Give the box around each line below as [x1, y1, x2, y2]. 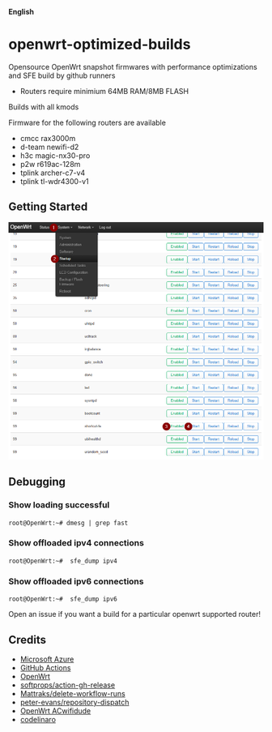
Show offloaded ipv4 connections [8, 537, 144, 549]
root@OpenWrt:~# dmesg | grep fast [8, 519, 129, 527]
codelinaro [19, 714, 57, 724]
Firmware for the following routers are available [8, 118, 166, 127]
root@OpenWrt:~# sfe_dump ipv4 [8, 557, 117, 565]
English [8, 7, 35, 16]
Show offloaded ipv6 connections [8, 576, 144, 587]
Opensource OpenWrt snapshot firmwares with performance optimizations [8, 62, 257, 71]
